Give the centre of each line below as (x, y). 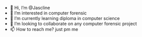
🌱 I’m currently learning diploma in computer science (65, 18)
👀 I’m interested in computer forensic (48, 13)
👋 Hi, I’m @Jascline (30, 8)
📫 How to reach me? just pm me (44, 29)
